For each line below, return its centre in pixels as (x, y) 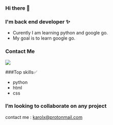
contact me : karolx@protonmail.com (44, 117)
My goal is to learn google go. (44, 38)
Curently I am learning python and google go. (60, 33)
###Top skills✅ (21, 72)
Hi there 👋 (18, 8)
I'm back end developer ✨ (38, 21)
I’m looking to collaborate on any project (56, 106)
